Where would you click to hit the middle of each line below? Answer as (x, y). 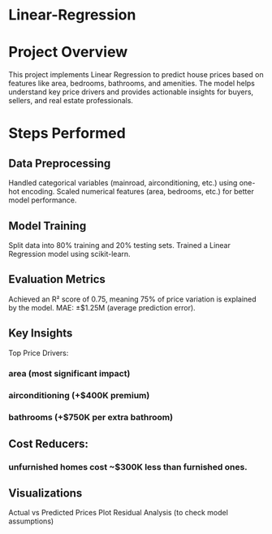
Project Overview (68, 52)
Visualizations (45, 493)
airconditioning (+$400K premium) (79, 396)
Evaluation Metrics (57, 279)
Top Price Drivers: (39, 353)
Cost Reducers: (49, 443)
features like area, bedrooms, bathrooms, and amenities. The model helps (132, 84)
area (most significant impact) (69, 374)
